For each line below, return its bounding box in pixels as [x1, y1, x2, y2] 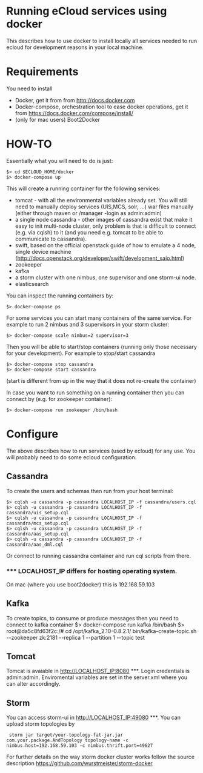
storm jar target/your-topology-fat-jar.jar [8, 732, 123, 738]
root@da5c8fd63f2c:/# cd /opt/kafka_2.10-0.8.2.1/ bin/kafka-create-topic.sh [6, 627, 197, 634]
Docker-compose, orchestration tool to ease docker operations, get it [15, 103, 188, 110]
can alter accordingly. [6, 680, 61, 688]
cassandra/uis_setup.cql [6, 509, 69, 516]
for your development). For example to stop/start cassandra [6, 350, 156, 357]
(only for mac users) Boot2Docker [15, 116, 101, 123]
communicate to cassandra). [15, 235, 87, 242]
